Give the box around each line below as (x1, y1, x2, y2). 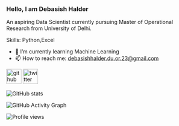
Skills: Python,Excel (6, 37, 55, 44)
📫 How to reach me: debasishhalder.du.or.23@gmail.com (14, 55, 159, 62)
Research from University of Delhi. (6, 25, 92, 32)
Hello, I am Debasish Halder (6, 5, 89, 13)
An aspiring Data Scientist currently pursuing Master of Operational (6, 19, 174, 26)
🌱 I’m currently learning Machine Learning (14, 48, 119, 55)
